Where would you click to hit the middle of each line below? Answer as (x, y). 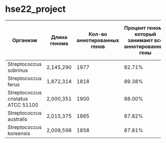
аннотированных (98, 40)
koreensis (19, 133)
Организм (24, 40)
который (145, 34)
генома (59, 43)
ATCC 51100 (23, 105)
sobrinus (18, 70)
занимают (140, 40)
